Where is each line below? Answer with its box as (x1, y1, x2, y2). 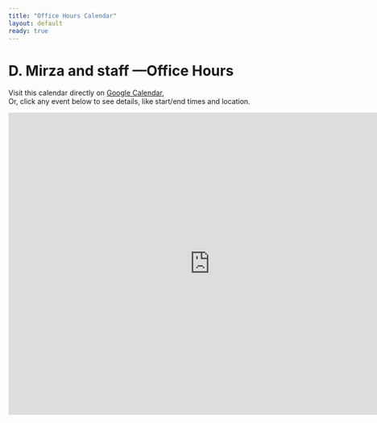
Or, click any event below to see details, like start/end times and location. (8, 97, 251, 106)
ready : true (8, 27, 48, 35)
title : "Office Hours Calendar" (8, 11, 117, 20)
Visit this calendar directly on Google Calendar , (8, 88, 165, 97)
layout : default (8, 19, 63, 27)
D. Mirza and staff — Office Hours (8, 61, 234, 80)
